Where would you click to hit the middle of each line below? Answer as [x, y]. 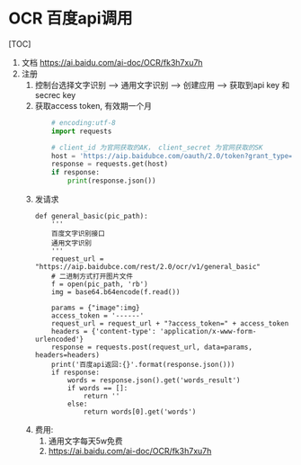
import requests [82, 131]
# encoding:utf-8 [84, 122]
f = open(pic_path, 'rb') [100, 284]
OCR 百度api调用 [71, 18]
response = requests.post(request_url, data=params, [152, 347]
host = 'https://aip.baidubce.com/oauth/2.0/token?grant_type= [172, 156]
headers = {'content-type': [104, 332]
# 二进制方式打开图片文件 [93, 277]
